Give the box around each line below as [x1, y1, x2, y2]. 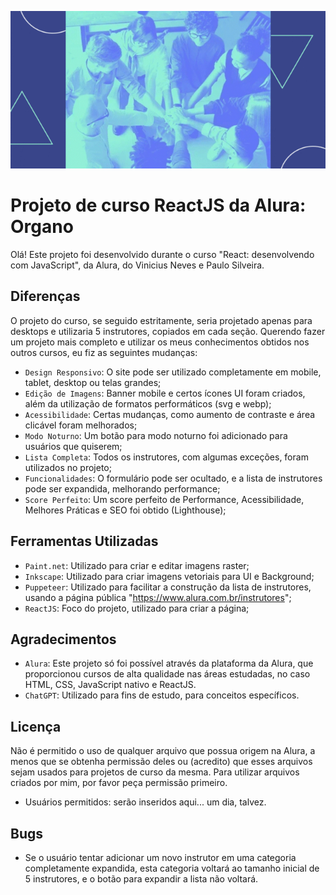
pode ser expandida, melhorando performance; [24, 482, 221, 495]
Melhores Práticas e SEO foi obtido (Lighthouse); [24, 504, 227, 516]
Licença [10, 718, 62, 735]
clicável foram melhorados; [24, 419, 138, 431]
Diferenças [10, 288, 81, 305]
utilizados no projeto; [24, 461, 112, 473]
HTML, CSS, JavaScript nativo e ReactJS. [24, 679, 197, 691]
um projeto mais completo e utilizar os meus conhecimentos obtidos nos [10, 336, 310, 348]
